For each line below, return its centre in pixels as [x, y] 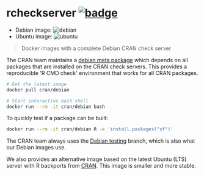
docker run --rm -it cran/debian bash [56, 107]
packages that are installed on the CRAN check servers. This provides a [97, 66]
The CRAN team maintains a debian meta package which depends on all [97, 60]
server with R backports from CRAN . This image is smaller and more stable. [101, 166]
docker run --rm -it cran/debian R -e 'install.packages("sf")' [90, 129]
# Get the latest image [37, 84]
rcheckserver [41, 13]
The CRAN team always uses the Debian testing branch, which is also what [101, 141]
